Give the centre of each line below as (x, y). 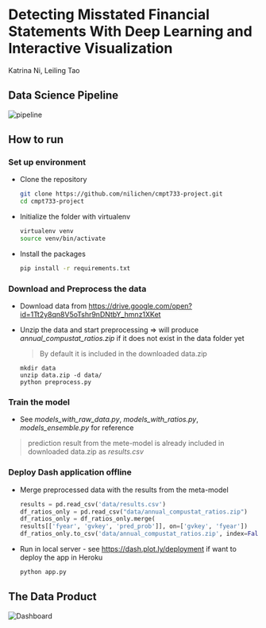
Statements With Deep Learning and (130, 31)
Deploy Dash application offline (70, 472)
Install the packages (52, 254)
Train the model (39, 402)
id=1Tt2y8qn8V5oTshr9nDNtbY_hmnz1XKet (90, 315)
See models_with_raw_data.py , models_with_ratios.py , (109, 420)
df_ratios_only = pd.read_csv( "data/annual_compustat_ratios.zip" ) (134, 512)
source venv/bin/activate (62, 239)
